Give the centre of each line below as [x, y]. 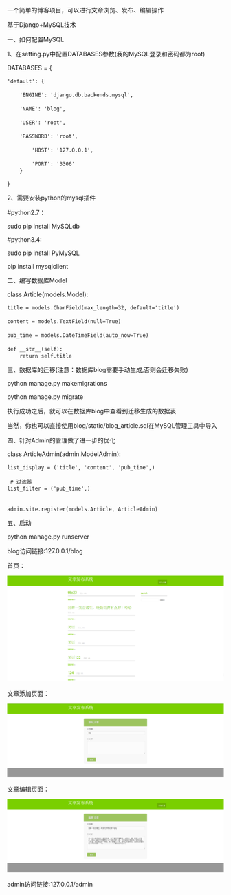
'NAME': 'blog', [43, 109]
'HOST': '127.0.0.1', [63, 150]
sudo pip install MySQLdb [44, 226]
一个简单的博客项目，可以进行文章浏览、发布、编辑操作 [85, 10]
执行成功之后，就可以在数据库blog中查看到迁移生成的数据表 [92, 411]
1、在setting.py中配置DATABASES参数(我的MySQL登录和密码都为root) [106, 54]
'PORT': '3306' [54, 164]
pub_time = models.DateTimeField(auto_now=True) [78, 336]
